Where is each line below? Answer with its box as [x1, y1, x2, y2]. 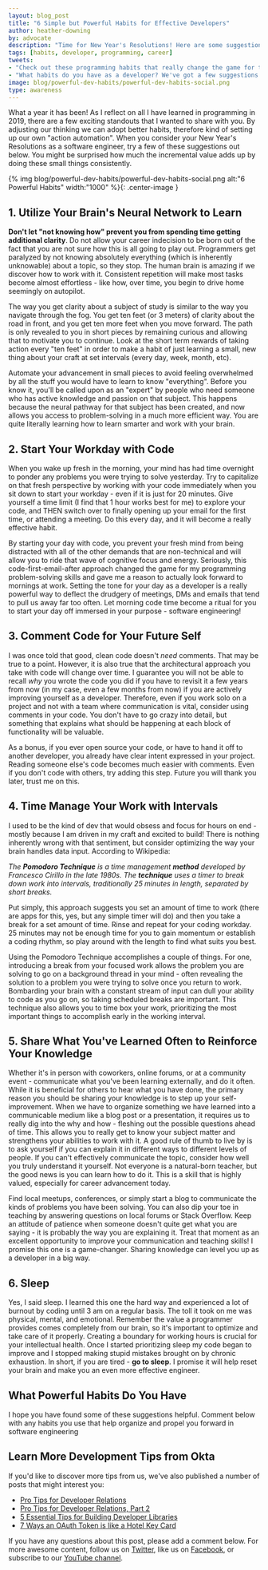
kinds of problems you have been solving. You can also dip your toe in [8, 1203, 239, 1212]
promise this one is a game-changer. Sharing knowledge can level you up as [8, 1245, 259, 1255]
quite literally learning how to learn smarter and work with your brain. [8, 419, 235, 429]
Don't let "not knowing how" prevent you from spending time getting [8, 227, 241, 236]
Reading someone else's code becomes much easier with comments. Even [8, 759, 255, 769]
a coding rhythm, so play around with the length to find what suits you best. [8, 936, 257, 946]
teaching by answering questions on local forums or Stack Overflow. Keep [8, 1211, 252, 1220]
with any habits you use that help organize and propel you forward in [8, 1418, 234, 1428]
